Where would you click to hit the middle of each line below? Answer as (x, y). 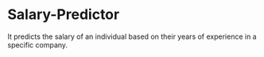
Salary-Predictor (64, 15)
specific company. (38, 44)
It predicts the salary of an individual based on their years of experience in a (132, 36)
